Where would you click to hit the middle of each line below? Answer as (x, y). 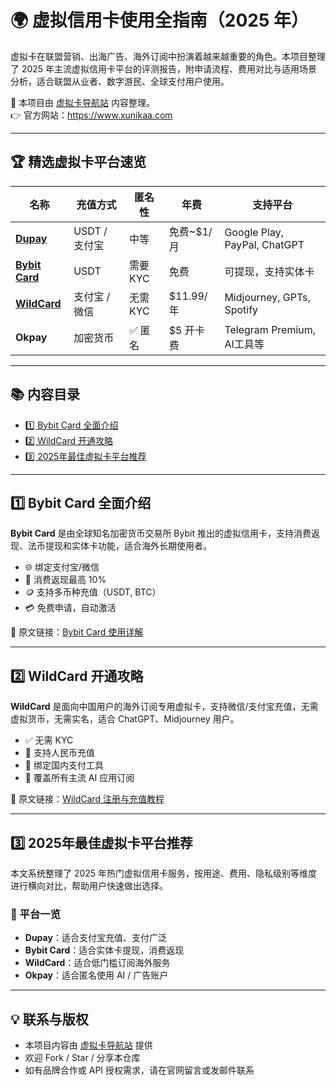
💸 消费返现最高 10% (65, 580)
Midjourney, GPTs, (267, 297)
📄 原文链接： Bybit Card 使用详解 (77, 632)
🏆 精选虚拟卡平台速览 (78, 162)
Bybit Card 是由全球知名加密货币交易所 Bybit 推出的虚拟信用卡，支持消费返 (165, 533)
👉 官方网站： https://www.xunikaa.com (91, 115)
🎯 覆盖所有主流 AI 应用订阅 (79, 778)
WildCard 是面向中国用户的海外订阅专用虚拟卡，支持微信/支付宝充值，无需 (164, 707)
